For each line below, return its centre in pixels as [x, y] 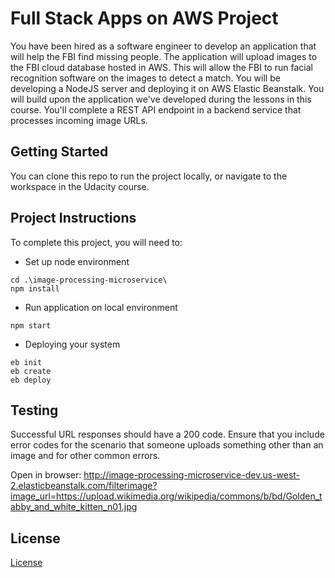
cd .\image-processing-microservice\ [89, 280]
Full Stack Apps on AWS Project [144, 18]
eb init [26, 362]
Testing [34, 410]
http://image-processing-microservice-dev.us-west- [192, 475]
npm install [35, 288]
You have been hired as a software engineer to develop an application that [163, 46]
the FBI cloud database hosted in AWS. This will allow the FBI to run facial [161, 67]
